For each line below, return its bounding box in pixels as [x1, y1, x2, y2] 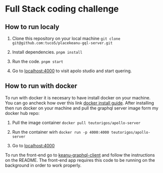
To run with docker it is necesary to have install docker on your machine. [5, 94, 151, 100]
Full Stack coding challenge [5, 3, 119, 15]
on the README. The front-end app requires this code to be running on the [5, 157, 155, 163]
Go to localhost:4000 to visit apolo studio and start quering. [12, 68, 132, 74]
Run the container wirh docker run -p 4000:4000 [12, 129, 109, 135]
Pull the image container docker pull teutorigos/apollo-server [12, 120, 141, 126]
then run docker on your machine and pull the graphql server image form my [5, 105, 159, 111]
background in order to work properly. [5, 162, 82, 168]
